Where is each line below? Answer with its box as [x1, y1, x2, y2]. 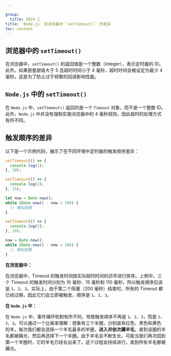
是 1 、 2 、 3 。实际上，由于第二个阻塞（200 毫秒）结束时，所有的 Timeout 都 [5, 285, 163, 291]
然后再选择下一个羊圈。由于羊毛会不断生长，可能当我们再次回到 [32, 333, 166, 339]
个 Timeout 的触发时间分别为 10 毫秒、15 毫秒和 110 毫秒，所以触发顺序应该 [5, 279, 163, 285]
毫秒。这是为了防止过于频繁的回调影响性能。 [5, 73, 99, 80]
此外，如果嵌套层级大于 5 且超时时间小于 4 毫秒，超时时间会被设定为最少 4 [5, 67, 163, 73]
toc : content [5, 26, 33, 31]
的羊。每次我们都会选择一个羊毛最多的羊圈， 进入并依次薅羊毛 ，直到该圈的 [5, 326, 161, 332]
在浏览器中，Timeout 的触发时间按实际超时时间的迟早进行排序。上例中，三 [5, 272, 162, 278]
